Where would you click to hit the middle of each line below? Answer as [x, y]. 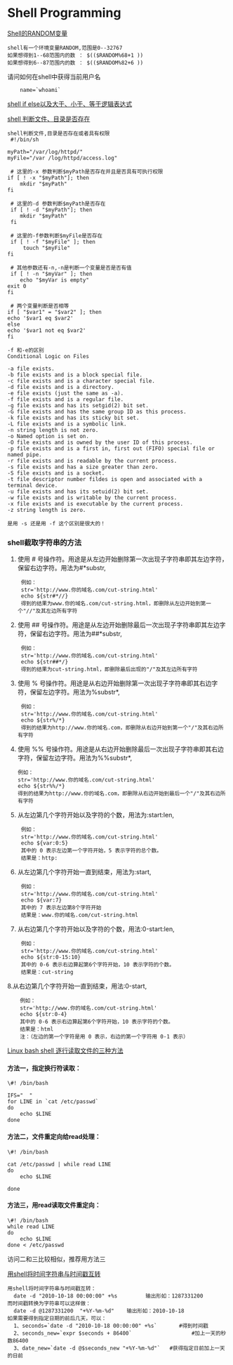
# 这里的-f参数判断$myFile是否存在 [56, 236]
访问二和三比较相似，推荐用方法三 [56, 1259]
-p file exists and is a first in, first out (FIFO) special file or [111, 448]
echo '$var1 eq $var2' [40, 318]
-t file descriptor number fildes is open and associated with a [105, 479]
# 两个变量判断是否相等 [40, 306]
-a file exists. [31, 369]
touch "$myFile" [47, 248]
